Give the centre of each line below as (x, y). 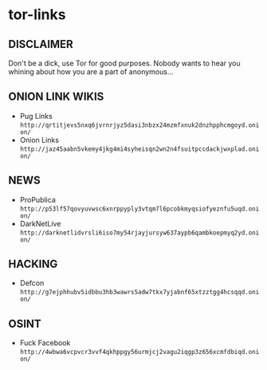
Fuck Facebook (45, 343)
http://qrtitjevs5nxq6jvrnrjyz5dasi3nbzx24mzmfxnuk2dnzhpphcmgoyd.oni (139, 125)
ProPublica (37, 199)
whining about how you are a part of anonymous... (91, 72)
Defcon (32, 283)
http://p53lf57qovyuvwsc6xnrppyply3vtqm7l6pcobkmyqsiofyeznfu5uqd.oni (139, 209)
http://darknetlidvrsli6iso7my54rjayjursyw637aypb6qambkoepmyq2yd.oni (139, 233)
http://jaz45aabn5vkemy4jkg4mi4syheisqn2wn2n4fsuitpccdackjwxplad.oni (139, 149)
